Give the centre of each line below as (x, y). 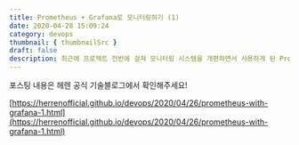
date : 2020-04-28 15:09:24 (59, 26)
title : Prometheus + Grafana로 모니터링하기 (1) (94, 17)
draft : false (33, 51)
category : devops (41, 34)
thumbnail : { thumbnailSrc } (63, 42)
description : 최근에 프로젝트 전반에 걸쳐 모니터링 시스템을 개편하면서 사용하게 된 (142, 59)
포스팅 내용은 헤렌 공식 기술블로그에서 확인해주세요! (98, 85)
